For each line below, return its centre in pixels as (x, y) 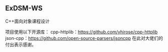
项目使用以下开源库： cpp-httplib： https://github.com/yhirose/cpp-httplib (81, 32)
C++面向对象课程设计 (27, 21)
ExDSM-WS (24, 8)
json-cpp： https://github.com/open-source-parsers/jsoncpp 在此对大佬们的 (84, 38)
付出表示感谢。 (21, 44)
